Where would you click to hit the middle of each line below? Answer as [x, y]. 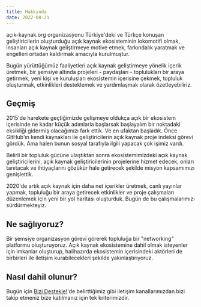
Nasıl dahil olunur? [42, 277]
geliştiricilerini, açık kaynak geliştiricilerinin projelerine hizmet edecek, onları [100, 162]
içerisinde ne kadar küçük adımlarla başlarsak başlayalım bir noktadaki [94, 125]
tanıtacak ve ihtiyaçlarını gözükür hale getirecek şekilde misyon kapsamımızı [100, 168]
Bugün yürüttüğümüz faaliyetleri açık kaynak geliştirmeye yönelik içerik [94, 65]
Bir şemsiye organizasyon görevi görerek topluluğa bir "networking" [90, 239]
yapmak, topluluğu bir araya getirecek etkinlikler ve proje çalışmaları [90, 193]
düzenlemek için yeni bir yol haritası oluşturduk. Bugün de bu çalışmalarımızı [100, 199]
